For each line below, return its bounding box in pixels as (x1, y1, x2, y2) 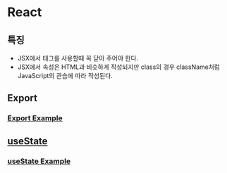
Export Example (7, 113, 63, 123)
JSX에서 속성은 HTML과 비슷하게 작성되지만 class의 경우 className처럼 (17, 63, 221, 71)
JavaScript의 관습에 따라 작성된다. (17, 72, 113, 79)
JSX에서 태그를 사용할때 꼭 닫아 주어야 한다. (17, 54, 139, 62)
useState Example (7, 156, 71, 166)
